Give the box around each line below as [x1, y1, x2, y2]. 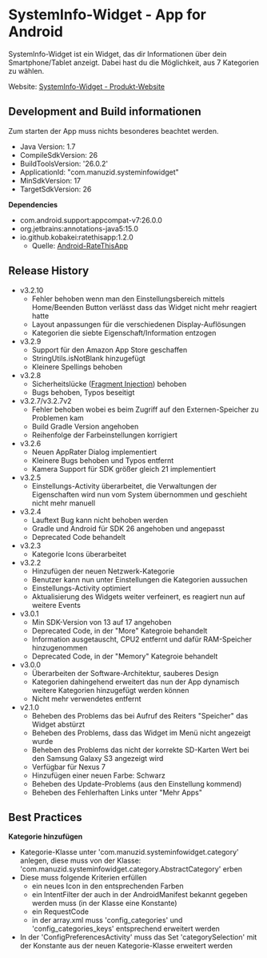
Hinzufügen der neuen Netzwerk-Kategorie [31, 566, 175, 576]
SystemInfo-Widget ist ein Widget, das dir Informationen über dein [8, 49, 227, 58]
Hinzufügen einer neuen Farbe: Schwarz [31, 771, 165, 780]
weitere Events [31, 600, 82, 610]
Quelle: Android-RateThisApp [31, 240, 129, 250]
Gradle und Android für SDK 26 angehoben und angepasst [31, 523, 225, 533]
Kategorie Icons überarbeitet [31, 549, 127, 558]
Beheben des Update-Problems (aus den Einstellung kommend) [31, 779, 242, 788]
